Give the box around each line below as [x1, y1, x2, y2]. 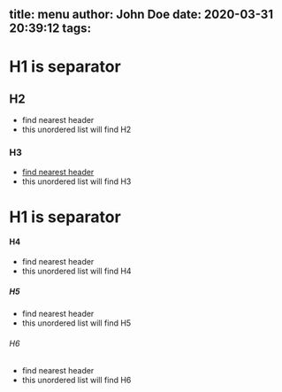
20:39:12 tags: [9, 21, 91, 36]
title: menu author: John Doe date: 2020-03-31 [9, 7, 274, 22]
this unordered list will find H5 [21, 318, 132, 328]
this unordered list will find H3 [21, 176, 132, 187]
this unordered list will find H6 [21, 375, 132, 386]
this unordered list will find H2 [21, 124, 132, 135]
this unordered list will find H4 [21, 265, 132, 277]
